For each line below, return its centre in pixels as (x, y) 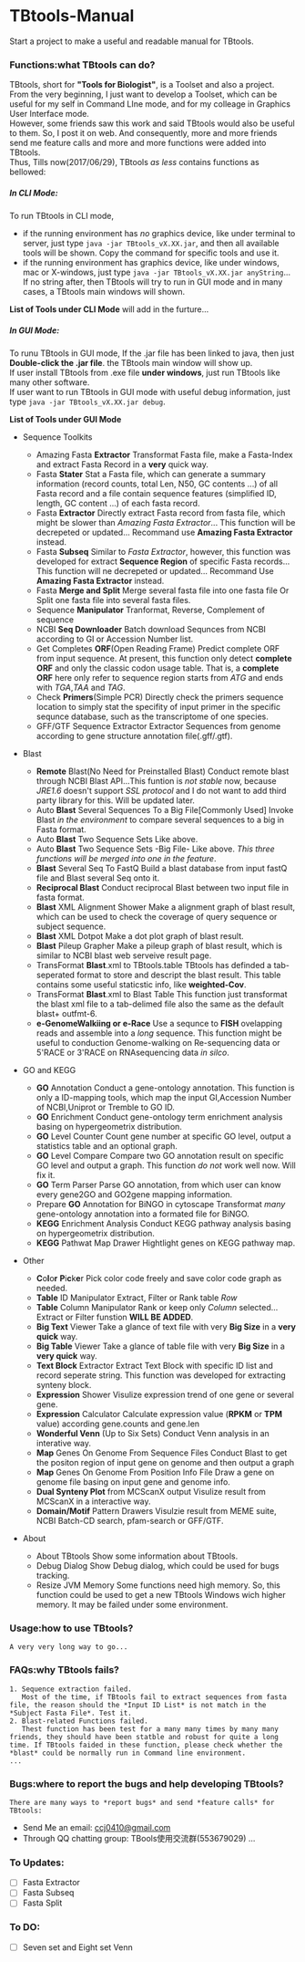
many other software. (50, 382)
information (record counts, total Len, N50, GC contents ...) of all (157, 484)
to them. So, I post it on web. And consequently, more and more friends (143, 133)
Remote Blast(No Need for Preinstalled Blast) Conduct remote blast (163, 771)
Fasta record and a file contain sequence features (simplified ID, (156, 494)
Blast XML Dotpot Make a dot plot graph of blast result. (140, 936)
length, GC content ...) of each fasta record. (118, 504)
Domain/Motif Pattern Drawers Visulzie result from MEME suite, (156, 1511)
